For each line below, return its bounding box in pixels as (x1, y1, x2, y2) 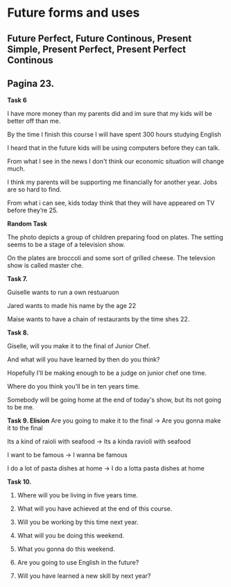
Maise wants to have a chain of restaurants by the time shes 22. (7, 315, 190, 323)
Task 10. (7, 477, 32, 486)
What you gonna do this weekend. (17, 545, 116, 553)
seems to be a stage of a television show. (7, 241, 126, 249)
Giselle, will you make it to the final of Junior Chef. (7, 342, 151, 350)
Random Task (7, 220, 47, 228)
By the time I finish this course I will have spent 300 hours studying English (7, 130, 222, 139)
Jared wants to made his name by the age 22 (7, 302, 137, 310)
